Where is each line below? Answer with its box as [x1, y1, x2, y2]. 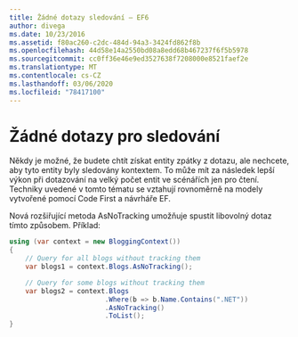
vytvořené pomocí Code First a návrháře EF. [9, 193, 172, 204]
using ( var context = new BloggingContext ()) [9, 237, 181, 246]
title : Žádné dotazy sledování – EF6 [9, 12, 149, 22]
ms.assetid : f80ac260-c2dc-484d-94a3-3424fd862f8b [9, 37, 201, 47]
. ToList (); [104, 311, 145, 321]
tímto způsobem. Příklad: [9, 220, 101, 231]
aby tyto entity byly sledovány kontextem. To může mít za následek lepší [9, 165, 275, 176]
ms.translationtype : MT [9, 63, 98, 72]
